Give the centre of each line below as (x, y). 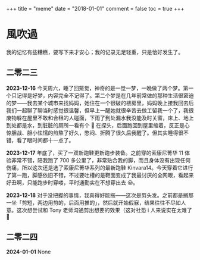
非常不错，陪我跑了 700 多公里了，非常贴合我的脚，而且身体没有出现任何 (101, 160)
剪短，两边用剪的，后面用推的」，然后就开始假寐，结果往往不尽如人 (104, 202)
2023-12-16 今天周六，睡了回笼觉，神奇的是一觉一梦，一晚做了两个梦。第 (97, 88)
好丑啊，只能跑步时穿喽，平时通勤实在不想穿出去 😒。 (72, 182)
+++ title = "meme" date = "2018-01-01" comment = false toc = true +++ (95, 9)
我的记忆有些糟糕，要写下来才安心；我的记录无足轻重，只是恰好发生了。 (95, 52)
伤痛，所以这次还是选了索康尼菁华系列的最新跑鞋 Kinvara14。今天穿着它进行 (100, 167)
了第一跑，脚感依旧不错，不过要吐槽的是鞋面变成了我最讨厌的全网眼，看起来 (100, 175)
